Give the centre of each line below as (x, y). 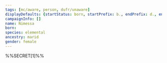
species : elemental (25, 32)
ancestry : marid (22, 37)
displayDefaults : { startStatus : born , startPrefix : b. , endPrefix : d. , (81, 14)
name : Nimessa (20, 23)
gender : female (21, 42)
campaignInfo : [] (23, 19)
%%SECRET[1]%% (25, 56)
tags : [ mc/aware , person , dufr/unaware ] (48, 10)
